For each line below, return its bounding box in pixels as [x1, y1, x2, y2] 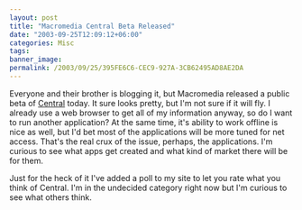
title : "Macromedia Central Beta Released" [9, 22, 176, 31]
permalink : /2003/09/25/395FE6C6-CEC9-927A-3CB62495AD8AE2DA [9, 64, 244, 73]
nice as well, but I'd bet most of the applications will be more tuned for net [9, 126, 285, 137]
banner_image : [9, 55, 63, 64]
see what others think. [9, 191, 93, 203]
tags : [9, 47, 30, 56]
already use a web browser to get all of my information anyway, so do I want [9, 107, 293, 118]
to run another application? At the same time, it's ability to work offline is [9, 116, 279, 127]
